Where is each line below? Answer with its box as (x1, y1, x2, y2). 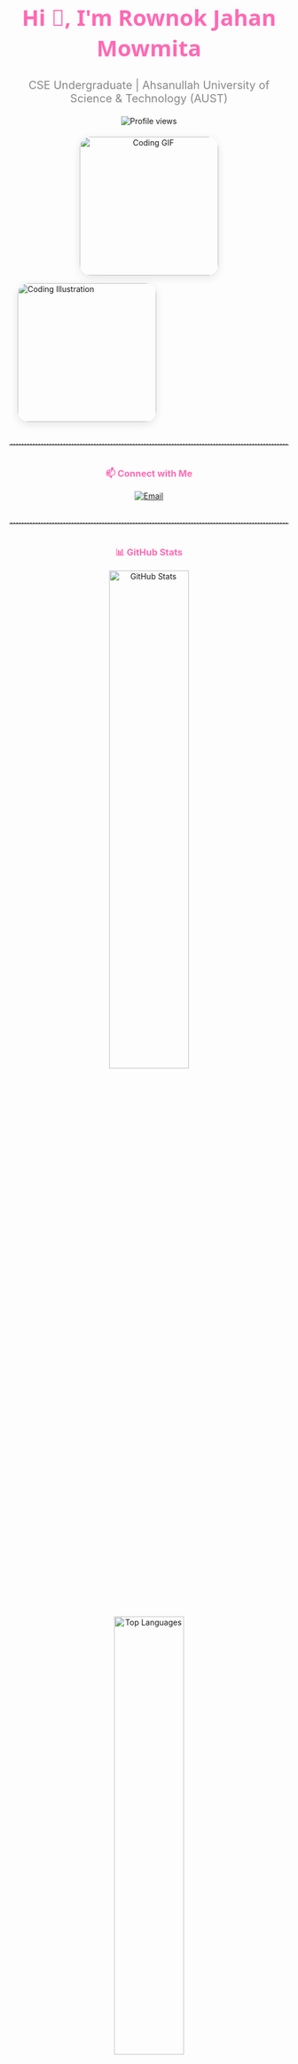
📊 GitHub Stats (114, 547, 184, 559)
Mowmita (96, 32, 202, 63)
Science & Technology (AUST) (69, 91, 229, 106)
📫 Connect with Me (105, 468, 193, 479)
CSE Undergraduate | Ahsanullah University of (27, 78, 271, 92)
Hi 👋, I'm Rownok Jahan (21, 2, 277, 33)
